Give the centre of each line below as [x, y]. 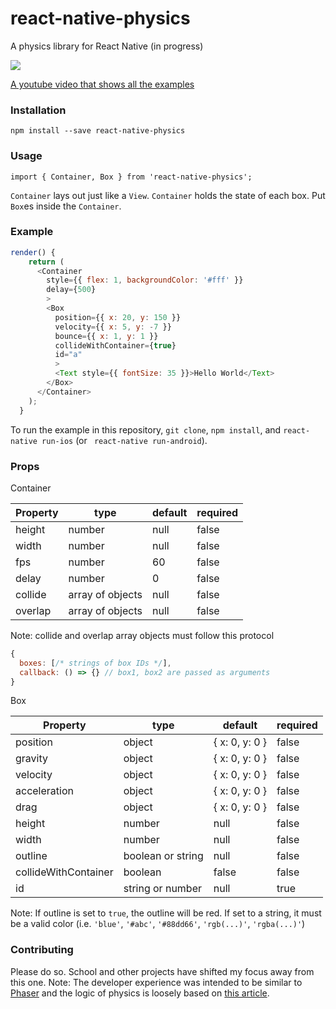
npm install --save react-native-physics [98, 131]
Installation [38, 110]
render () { [33, 252]
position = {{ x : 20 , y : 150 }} [118, 317]
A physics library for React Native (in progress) [107, 46]
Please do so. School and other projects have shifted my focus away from [162, 971]
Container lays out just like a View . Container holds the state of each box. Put [168, 195]
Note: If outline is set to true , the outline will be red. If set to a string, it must [166, 913]
